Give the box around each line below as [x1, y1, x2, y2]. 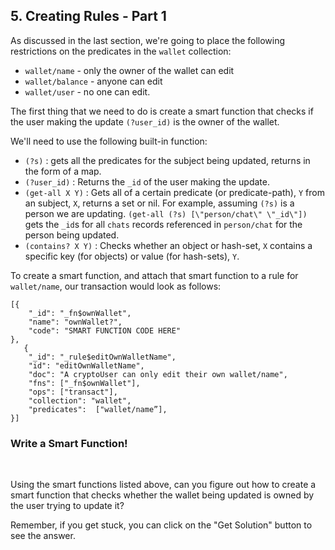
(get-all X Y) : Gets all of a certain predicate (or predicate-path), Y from [24, 186, 325, 198]
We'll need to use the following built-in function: [10, 135, 208, 147]
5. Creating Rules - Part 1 [10, 8, 167, 25]
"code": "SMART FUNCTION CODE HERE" [28, 325, 182, 336]
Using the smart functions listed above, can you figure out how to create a [10, 479, 317, 491]
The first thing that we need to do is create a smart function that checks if [10, 105, 314, 117]
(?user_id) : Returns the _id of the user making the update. [24, 175, 270, 188]
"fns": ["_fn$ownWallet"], [28, 378, 141, 388]
